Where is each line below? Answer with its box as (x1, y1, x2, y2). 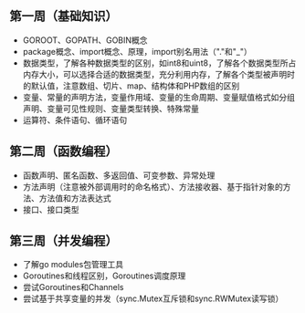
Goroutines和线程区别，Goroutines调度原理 (22, 270, 186, 281)
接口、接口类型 (22, 203, 79, 214)
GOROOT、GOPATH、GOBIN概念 (22, 35, 148, 46)
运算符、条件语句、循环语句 (22, 114, 128, 125)
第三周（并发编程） (9, 234, 118, 249)
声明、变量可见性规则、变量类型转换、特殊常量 (22, 103, 199, 114)
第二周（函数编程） (9, 144, 118, 160)
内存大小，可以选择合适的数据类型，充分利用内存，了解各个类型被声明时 (22, 68, 295, 79)
